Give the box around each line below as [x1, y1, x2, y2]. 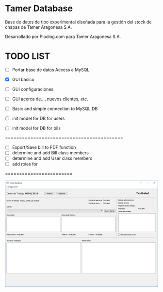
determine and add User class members [12, 155, 93, 161]
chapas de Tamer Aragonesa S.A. [5, 24, 72, 30]
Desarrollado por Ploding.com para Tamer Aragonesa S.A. [5, 34, 121, 39]
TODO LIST [5, 51, 50, 62]
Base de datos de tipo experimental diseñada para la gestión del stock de [5, 19, 152, 25]
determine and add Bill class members [12, 150, 89, 156]
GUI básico [12, 76, 35, 82]
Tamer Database [5, 3, 73, 14]
